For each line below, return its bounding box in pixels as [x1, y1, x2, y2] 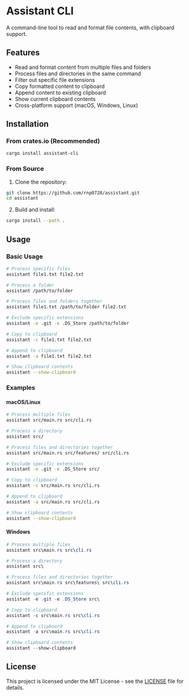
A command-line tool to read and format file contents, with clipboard [6, 24, 175, 31]
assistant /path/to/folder [6, 288, 73, 294]
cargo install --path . [6, 218, 66, 224]
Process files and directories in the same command [14, 70, 141, 77]
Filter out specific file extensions [14, 76, 95, 83]
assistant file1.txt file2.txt [6, 271, 84, 277]
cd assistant [6, 196, 39, 202]
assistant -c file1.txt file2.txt [6, 337, 92, 343]
